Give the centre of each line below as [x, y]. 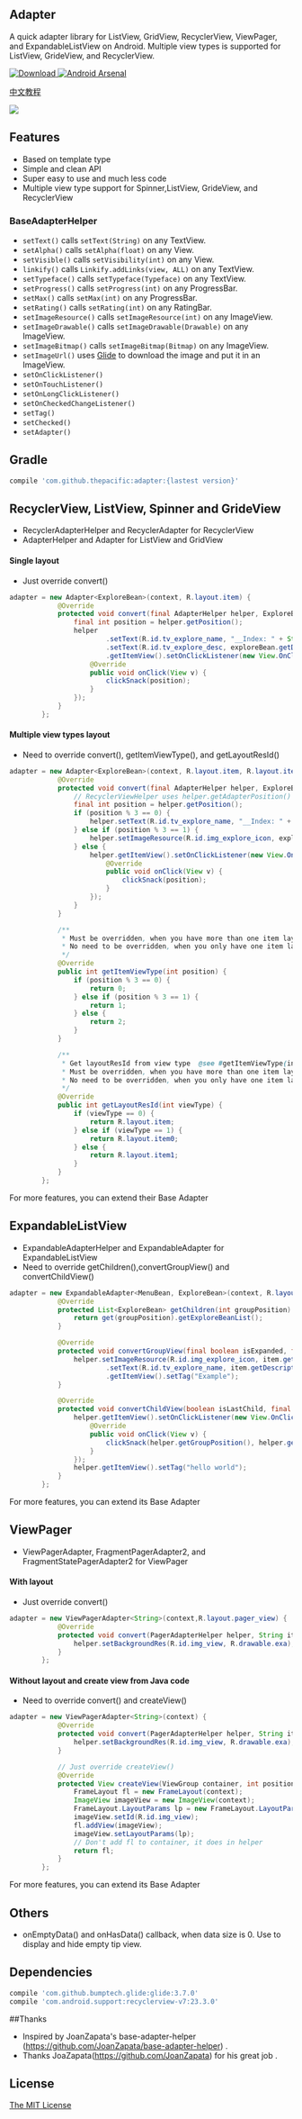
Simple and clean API [62, 168]
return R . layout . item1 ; [134, 1155]
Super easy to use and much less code [94, 178]
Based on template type [67, 159]
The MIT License [40, 2105]
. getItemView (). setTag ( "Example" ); [173, 1376]
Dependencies [51, 1973]
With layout [31, 1582]
